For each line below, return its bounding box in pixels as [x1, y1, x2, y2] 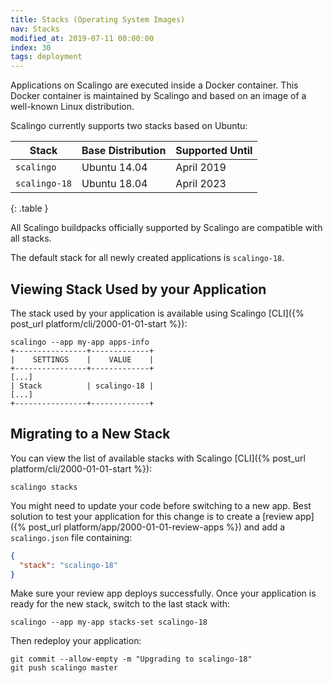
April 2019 [175, 161, 227, 175]
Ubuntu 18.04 [81, 177, 148, 191]
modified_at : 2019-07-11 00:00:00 [10, 33, 155, 43]
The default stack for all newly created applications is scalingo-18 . [10, 252, 285, 264]
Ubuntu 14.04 [81, 161, 148, 175]
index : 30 [10, 42, 52, 53]
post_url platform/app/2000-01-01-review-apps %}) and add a [28, 521, 286, 533]
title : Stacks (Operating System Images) [10, 14, 186, 25]
